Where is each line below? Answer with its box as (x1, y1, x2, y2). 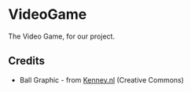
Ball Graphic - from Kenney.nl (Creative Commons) (19, 75, 185, 84)
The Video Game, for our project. (8, 31, 116, 41)
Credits (8, 54, 46, 68)
